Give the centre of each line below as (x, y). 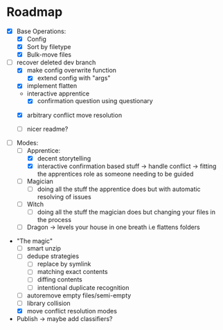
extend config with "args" (74, 78)
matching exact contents (72, 272)
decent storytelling (64, 158)
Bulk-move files (49, 55)
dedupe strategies (53, 256)
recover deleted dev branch (56, 62)
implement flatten (52, 86)
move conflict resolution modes (72, 311)
